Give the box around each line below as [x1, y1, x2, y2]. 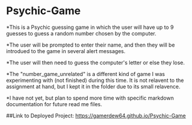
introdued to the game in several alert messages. [6, 47, 126, 54]
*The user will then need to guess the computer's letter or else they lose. [6, 59, 185, 66]
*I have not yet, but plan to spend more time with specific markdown [6, 94, 174, 101]
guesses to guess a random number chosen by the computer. [6, 29, 156, 37]
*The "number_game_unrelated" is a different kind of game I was [6, 70, 165, 77]
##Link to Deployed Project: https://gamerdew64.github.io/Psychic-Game [6, 112, 186, 119]
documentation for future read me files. [6, 100, 103, 107]
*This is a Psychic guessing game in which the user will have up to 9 [6, 24, 174, 31]
